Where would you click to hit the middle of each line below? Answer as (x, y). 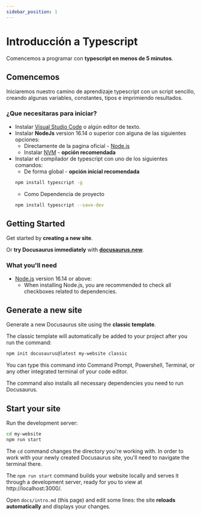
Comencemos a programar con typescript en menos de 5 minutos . (90, 58)
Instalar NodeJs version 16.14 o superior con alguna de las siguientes (100, 133)
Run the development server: (42, 423)
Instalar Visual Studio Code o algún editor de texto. (78, 126)
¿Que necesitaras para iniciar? (52, 114)
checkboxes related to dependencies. (70, 291)
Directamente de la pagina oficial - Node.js (77, 146)
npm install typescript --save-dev (59, 205)
